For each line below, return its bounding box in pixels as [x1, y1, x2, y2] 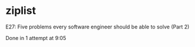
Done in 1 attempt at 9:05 [5, 34, 66, 41]
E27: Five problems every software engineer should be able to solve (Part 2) [5, 23, 190, 30]
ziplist [5, 4, 36, 17]
